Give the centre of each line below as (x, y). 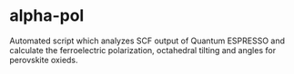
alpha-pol (47, 16)
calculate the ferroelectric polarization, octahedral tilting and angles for (142, 50)
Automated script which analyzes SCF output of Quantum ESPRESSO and (147, 41)
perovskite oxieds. (44, 60)
